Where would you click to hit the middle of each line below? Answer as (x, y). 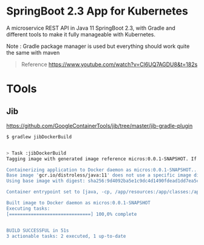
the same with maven (33, 52)
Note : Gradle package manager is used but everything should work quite (98, 46)
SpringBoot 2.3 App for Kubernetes (97, 11)
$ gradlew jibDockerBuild (39, 137)
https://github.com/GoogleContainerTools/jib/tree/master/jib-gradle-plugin (100, 126)
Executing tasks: (28, 208)
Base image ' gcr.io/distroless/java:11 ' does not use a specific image (99, 175)
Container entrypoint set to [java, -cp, (59, 192)
